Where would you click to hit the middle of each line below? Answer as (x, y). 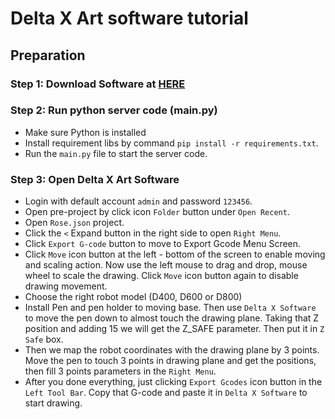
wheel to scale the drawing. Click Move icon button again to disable (161, 276)
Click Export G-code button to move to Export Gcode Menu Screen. (163, 244)
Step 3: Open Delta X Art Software (95, 179)
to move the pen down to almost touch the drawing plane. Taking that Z (172, 318)
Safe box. (44, 339)
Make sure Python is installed (85, 132)
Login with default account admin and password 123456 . (138, 201)
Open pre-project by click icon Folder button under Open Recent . (157, 212)
